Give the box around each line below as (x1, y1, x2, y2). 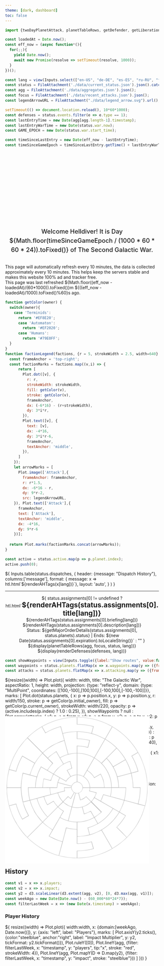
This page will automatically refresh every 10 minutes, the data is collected (5, 264, 155, 270)
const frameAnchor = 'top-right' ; (9, 357, 80, 362)
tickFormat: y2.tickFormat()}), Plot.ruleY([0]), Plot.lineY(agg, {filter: (5, 940, 139, 945)
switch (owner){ (9, 305, 41, 310)
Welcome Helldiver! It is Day (41, 228, 123, 236)
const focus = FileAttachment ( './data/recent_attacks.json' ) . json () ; (5, 93, 150, 98)
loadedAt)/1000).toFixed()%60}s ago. (5, 290, 81, 296)
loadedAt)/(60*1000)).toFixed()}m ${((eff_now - (5, 285, 102, 290)
